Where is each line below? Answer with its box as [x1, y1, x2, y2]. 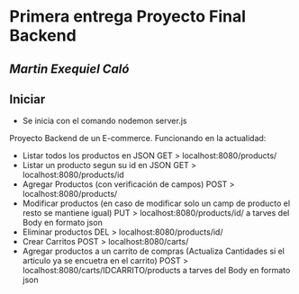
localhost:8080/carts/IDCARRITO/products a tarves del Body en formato [22, 265, 291, 276]
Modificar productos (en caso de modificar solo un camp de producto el [22, 198, 291, 209]
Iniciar [9, 92, 46, 107]
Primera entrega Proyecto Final [9, 6, 246, 27]
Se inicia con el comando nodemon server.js [22, 115, 187, 127]
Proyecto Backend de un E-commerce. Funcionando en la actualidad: [9, 133, 267, 144]
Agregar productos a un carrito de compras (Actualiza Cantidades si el [22, 245, 285, 257]
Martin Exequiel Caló [9, 61, 130, 76]
